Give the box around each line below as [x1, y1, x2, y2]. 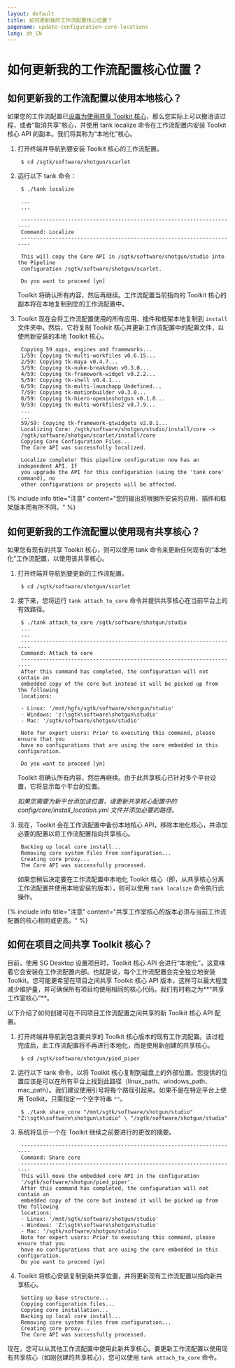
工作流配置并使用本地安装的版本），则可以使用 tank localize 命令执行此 [17, 884, 225, 893]
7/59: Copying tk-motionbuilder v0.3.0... [20, 389, 147, 396]
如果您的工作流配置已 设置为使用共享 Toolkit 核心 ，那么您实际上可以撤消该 [7, 112, 220, 121]
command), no [17, 475, 56, 482]
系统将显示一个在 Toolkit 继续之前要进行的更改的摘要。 [17, 1127, 176, 1136]
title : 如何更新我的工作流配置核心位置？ [7, 17, 113, 24]
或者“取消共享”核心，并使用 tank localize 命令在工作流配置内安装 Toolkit [19, 121, 227, 130]
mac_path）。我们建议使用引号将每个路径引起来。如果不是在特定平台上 [17, 1085, 221, 1094]
